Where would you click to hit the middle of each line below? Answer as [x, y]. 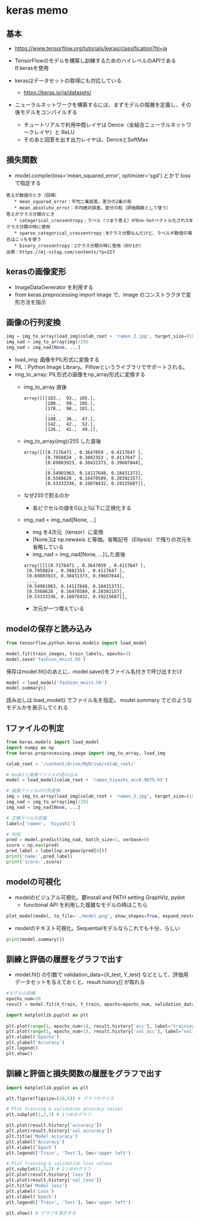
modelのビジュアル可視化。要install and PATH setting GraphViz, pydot [100, 897]
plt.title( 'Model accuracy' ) [42, 1136]
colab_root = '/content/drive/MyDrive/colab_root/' [71, 764]
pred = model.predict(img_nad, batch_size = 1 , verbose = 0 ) [78, 840]
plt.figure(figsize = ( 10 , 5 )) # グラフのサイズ [60, 1099]
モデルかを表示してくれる [37, 707]
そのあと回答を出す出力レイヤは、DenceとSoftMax [86, 139]
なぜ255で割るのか [46, 496]
